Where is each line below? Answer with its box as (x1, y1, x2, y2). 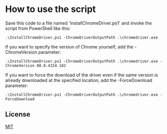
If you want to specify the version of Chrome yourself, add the (5, 43, 134, 49)
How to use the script (5, 3, 96, 15)
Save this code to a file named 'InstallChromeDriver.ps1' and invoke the (5, 20, 152, 26)
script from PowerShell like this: (5, 25, 71, 31)
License (5, 110, 31, 118)
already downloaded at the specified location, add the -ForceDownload (5, 77, 152, 83)
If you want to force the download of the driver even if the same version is (5, 71, 158, 78)
